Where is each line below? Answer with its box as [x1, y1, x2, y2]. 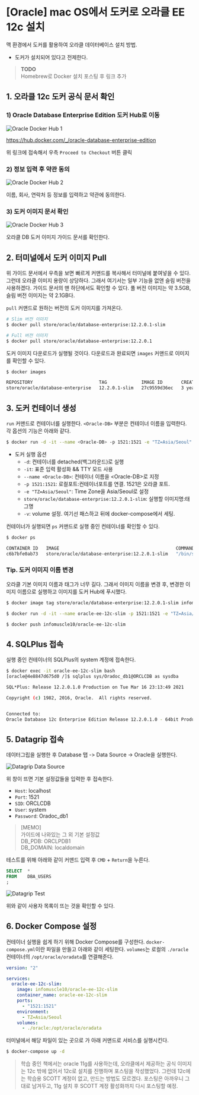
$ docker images [6, 369, 46, 375]
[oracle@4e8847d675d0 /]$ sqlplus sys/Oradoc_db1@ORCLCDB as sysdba [6, 674, 179, 680]
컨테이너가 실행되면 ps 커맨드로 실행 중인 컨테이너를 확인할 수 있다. [6, 522, 160, 529]
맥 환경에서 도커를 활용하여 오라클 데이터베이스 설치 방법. [6, 41, 137, 48]
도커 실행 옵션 [14, 450, 47, 457]
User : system [14, 806, 46, 813]
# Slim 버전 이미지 [6, 316, 48, 323]
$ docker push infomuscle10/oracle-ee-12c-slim [6, 621, 126, 627]
